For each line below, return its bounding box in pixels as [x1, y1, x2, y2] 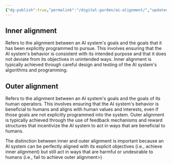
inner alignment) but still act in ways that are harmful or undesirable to [5, 149, 154, 155]
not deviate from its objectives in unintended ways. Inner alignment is [5, 56, 152, 62]
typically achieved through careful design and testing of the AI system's [5, 62, 157, 68]
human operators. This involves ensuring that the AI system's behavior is [5, 101, 159, 107]
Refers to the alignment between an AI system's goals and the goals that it [5, 40, 162, 46]
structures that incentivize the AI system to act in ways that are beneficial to [5, 123, 165, 129]
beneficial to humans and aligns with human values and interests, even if [5, 106, 159, 112]
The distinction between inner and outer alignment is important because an [5, 138, 164, 144]
